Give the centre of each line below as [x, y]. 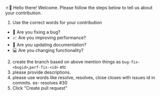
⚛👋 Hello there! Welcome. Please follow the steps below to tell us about [79, 8]
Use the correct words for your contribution [57, 23]
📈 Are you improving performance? [49, 38]
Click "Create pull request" [40, 88]
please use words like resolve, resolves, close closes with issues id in [84, 77]
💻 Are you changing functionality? [48, 50]
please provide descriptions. [42, 72]
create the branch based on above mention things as [67, 62]
